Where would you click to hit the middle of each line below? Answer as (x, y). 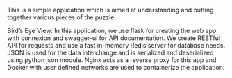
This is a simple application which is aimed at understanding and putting (110, 10)
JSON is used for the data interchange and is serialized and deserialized (110, 52)
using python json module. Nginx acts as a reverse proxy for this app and (112, 60)
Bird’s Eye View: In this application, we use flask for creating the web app (112, 31)
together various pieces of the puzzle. (62, 17)
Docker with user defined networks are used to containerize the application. (116, 67)
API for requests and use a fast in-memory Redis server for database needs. (116, 45)
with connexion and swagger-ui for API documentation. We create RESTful (114, 38)
